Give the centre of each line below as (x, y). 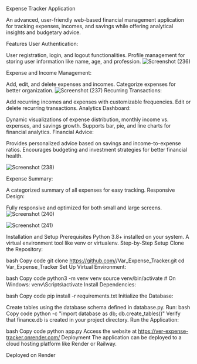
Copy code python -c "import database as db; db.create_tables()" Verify (93, 313)
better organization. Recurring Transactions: (84, 90)
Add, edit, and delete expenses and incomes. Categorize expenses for (91, 84)
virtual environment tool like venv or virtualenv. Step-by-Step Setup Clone (95, 243)
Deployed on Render (31, 355)
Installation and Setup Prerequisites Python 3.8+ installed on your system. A (98, 237)
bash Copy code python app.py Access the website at (72, 331)
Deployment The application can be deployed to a (121, 337)
